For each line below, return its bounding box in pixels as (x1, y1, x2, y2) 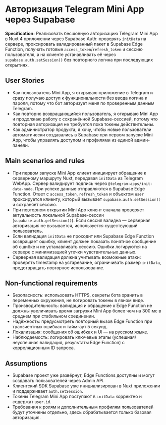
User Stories (5, 76, 45, 85)
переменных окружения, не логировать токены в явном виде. (12, 298, 145, 304)
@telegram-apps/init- (108, 181, 153, 186)
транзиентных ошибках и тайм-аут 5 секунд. (12, 324, 108, 330)
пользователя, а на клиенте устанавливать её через (5, 51, 116, 58)
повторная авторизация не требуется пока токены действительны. (12, 121, 155, 127)
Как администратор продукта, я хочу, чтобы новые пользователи (12, 126, 152, 132)
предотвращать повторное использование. (12, 264, 105, 271)
